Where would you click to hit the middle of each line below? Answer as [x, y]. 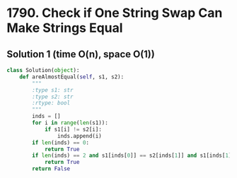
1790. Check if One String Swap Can [115, 13]
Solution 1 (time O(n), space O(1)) [81, 54]
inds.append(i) [79, 136]
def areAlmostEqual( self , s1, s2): [72, 77]
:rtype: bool [51, 103]
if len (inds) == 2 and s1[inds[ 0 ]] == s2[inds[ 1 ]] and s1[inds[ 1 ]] [133, 156]
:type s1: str [53, 90]
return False [51, 169]
